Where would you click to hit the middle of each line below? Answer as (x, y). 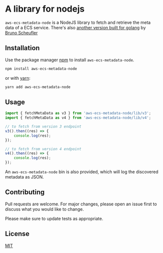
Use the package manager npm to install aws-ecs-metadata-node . (70, 60)
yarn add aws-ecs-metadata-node (38, 87)
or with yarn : (18, 78)
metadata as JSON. (25, 177)
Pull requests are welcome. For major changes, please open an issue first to (81, 204)
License (17, 234)
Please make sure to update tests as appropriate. (54, 218)
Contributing (25, 192)
